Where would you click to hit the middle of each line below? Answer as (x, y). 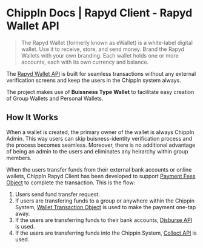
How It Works (32, 117)
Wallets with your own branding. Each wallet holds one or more (100, 55)
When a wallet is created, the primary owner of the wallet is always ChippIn (100, 132)
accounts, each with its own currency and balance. (85, 62)
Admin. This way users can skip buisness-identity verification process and (99, 138)
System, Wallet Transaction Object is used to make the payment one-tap (105, 207)
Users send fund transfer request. (57, 194)
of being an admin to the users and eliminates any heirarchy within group (98, 151)
